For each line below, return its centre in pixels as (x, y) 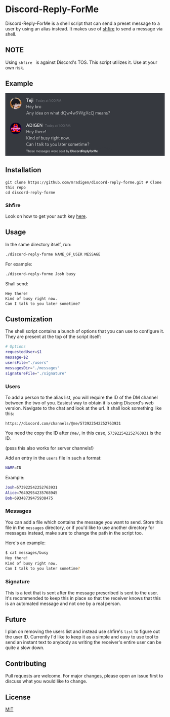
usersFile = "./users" (27, 363)
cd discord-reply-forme (30, 193)
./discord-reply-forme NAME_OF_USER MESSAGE (53, 254)
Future (16, 619)
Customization (29, 319)
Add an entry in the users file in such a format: (54, 458)
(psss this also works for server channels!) (50, 448)
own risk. (15, 67)
